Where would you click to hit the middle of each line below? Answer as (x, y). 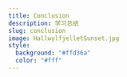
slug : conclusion (37, 30)
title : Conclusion (39, 16)
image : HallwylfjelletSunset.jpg (64, 38)
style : (19, 46)
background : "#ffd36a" (53, 53)
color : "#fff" (39, 61)
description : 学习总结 (44, 23)
